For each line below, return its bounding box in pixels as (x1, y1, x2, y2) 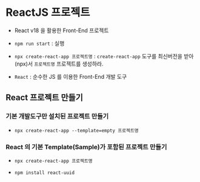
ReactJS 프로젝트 (5, 5, 90, 19)
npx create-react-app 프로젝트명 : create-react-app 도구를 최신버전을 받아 (14, 52, 194, 59)
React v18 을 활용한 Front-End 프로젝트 (14, 27, 109, 34)
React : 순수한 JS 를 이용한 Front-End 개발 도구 (14, 73, 127, 80)
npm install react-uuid (14, 169, 75, 176)
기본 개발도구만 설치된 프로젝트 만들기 (5, 112, 109, 121)
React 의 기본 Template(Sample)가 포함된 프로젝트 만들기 (5, 143, 167, 151)
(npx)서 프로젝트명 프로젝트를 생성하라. (14, 60, 104, 67)
